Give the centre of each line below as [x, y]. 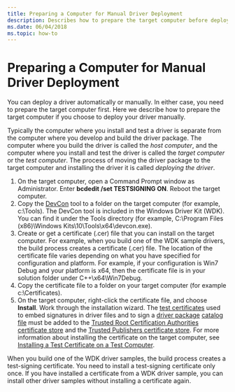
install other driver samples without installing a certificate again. [99, 381]
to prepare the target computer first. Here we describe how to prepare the [114, 110]
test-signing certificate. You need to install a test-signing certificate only [111, 366]
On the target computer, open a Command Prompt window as [106, 181]
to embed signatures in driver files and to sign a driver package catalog [120, 315]
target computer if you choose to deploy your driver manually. [97, 117]
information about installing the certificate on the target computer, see [119, 337]
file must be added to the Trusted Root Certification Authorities [108, 323]
